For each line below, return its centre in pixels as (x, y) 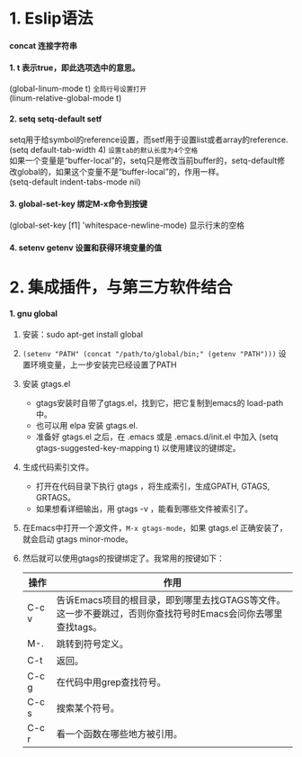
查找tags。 (79, 627)
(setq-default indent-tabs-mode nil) (75, 182)
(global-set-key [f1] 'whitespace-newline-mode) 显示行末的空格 (127, 225)
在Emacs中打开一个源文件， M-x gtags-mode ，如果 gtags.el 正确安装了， (155, 528)
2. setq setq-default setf (56, 119)
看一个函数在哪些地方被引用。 (119, 734)
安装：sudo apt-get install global (83, 335)
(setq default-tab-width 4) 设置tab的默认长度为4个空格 (104, 150)
